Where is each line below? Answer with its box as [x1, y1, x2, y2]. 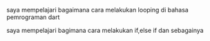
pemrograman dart [6, 13, 60, 21]
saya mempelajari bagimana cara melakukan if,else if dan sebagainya [6, 27, 204, 34]
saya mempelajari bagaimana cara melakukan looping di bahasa [6, 6, 189, 14]
